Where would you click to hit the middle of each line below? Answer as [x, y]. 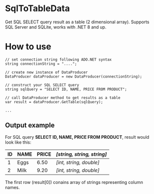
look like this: [18, 142]
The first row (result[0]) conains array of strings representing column [74, 182]
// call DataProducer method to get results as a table [63, 97]
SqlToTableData [37, 8]
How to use [28, 47]
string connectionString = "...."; [41, 64]
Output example [30, 125]
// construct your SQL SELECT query [42, 85]
